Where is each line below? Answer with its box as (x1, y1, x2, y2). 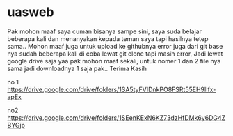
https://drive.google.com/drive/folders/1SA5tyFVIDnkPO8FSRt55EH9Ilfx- (7, 85, 216, 93)
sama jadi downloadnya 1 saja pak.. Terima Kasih (7, 64, 147, 73)
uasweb (7, 4, 54, 20)
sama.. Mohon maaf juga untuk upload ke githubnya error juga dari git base (7, 42, 223, 50)
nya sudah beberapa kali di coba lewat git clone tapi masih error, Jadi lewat (7, 50, 223, 58)
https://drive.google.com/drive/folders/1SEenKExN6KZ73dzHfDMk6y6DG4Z (7, 113, 226, 122)
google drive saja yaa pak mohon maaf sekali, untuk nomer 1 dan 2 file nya (7, 56, 221, 65)
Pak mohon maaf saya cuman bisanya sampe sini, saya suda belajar (7, 27, 202, 36)
